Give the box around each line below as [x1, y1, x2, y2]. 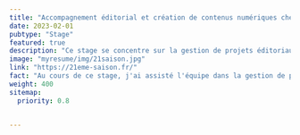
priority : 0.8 [17, 96, 70, 105]
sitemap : [9, 88, 42, 97]
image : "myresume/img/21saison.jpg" [9, 55, 146, 63]
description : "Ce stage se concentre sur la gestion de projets [9, 46, 254, 55]
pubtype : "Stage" [9, 30, 74, 38]
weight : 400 [9, 80, 54, 89]
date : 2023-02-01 [9, 21, 74, 30]
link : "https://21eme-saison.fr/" [9, 63, 138, 72]
